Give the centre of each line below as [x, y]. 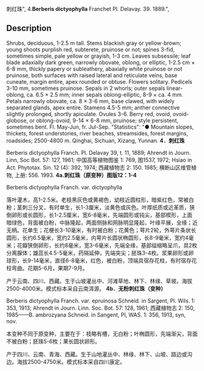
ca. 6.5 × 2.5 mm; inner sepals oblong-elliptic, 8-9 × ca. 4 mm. [105, 94]
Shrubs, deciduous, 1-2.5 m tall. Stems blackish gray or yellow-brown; [94, 43]
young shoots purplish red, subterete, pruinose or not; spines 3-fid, [90, 49]
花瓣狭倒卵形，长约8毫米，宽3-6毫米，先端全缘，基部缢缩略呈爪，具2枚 [107, 245]
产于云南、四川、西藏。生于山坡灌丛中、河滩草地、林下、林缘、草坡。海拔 [99, 281]
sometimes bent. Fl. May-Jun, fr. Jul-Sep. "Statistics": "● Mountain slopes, [100, 127]
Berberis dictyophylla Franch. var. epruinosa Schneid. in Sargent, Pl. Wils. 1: [101, 301]
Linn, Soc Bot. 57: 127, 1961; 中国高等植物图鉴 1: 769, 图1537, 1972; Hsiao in [99, 160]
